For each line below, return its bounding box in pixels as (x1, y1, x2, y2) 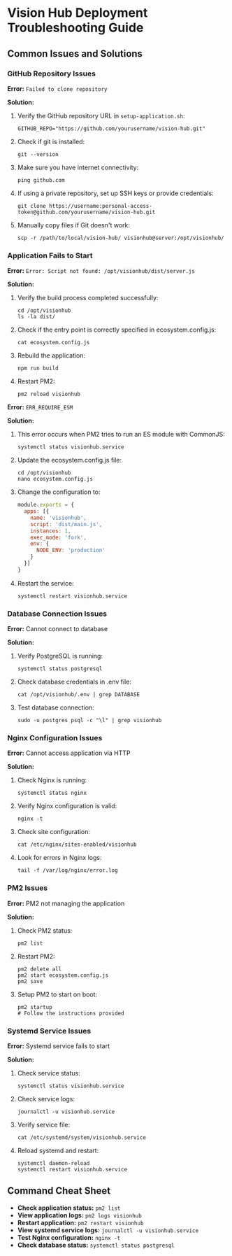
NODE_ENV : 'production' (36, 547, 106, 554)
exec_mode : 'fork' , (30, 534, 87, 541)
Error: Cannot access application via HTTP (7, 749, 131, 757)
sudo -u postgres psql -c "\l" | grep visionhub (17, 717, 162, 724)
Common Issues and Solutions (7, 48, 143, 59)
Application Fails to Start (7, 251, 93, 260)
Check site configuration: (17, 828, 91, 836)
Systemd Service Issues (7, 1026, 92, 1036)
